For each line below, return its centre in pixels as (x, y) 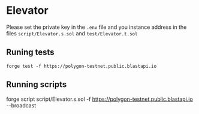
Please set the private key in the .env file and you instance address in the (97, 27)
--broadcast (21, 105)
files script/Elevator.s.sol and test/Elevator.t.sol (72, 33)
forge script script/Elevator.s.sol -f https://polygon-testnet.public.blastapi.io (99, 99)
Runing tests (30, 52)
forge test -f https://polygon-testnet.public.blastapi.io (82, 66)
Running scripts (37, 85)
